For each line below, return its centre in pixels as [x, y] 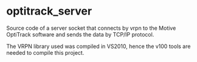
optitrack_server [49, 11]
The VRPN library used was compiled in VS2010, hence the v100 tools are [98, 46]
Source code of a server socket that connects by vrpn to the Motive [91, 28]
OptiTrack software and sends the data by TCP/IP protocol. [80, 34]
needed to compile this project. [45, 52]
